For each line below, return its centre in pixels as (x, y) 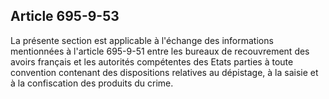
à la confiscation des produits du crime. (92, 83)
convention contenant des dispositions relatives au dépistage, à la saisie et (164, 72)
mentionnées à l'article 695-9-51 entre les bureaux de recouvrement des (160, 51)
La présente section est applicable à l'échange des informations (142, 40)
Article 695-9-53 (65, 16)
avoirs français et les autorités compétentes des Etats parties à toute (152, 61)
